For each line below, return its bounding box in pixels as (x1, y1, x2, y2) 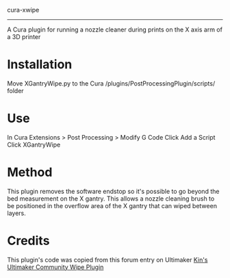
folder (7, 86, 24, 94)
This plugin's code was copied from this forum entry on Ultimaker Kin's (7, 255, 208, 264)
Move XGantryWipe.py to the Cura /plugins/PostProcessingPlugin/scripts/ (7, 79, 216, 88)
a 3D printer (7, 33, 41, 40)
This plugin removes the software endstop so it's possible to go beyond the (7, 187, 220, 195)
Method (7, 164, 53, 180)
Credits (7, 233, 50, 249)
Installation (7, 57, 73, 73)
